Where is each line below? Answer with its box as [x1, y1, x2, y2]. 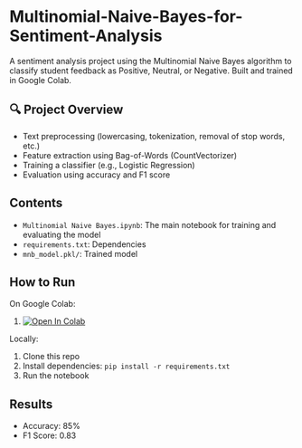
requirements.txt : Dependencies [22, 238, 146, 250]
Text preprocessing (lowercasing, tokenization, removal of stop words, [22, 130, 286, 141]
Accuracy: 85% [22, 421, 81, 432]
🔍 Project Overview [9, 102, 124, 118]
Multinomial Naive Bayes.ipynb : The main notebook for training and [22, 219, 277, 230]
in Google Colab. [9, 74, 72, 85]
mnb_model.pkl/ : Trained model [22, 248, 138, 259]
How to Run [9, 274, 76, 290]
